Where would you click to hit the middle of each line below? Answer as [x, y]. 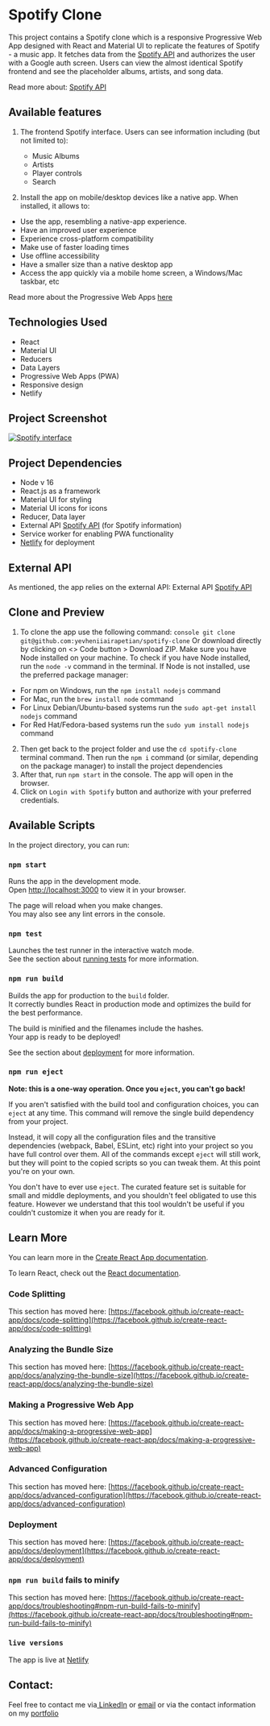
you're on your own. [42, 1171]
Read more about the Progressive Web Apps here [91, 297]
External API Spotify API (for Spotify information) [101, 525]
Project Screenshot [58, 418]
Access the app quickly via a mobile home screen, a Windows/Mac [131, 272]
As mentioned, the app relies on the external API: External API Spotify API [130, 587]
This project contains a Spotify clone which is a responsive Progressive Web [135, 37]
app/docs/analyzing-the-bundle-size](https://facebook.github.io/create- [129, 1375]
